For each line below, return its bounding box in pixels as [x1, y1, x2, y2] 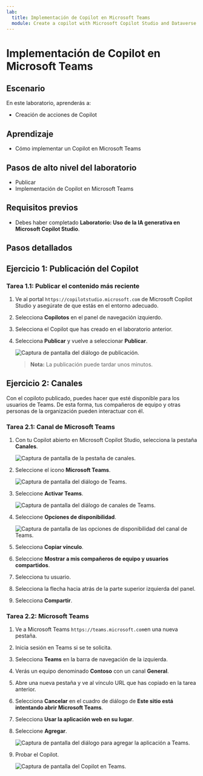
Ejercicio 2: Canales [6, 378, 83, 389]
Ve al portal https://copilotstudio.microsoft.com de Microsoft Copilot [15, 295, 193, 302]
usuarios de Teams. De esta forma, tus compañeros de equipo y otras [6, 401, 181, 408]
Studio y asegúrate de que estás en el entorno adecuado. [15, 302, 159, 309]
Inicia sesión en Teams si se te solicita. [15, 644, 112, 652]
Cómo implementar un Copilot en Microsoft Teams [15, 145, 141, 152]
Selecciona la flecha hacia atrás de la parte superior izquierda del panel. [15, 585, 196, 592]
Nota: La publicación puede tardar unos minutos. [30, 361, 153, 368]
